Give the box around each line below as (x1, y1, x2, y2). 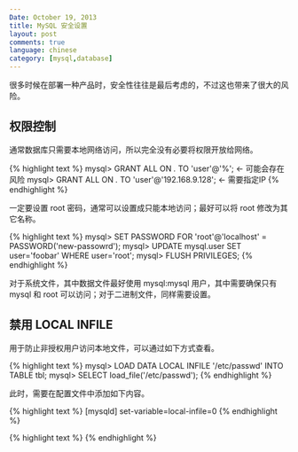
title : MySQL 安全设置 (9, 21, 88, 30)
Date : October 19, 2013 (9, 12, 98, 22)
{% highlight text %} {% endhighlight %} (9, 432, 157, 443)
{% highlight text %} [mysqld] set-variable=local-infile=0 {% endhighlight (9, 405, 278, 417)
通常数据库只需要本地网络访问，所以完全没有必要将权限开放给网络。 (9, 144, 258, 155)
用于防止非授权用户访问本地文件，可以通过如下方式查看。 (9, 342, 219, 353)
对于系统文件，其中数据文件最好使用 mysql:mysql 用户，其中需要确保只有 (9, 277, 278, 288)
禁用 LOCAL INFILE (9, 317, 114, 332)
